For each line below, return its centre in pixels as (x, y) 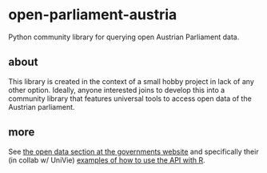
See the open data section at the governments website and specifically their (133, 151)
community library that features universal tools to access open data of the (130, 99)
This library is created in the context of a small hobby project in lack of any (131, 81)
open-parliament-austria (93, 15)
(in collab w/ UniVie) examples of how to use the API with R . (107, 160)
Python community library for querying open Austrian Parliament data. (124, 37)
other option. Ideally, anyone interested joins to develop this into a (117, 90)
